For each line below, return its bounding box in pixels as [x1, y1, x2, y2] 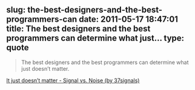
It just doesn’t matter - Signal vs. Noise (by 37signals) [6, 77, 140, 84]
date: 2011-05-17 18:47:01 [78, 14, 179, 25]
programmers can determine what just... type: [6, 33, 185, 43]
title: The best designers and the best [6, 24, 151, 34]
